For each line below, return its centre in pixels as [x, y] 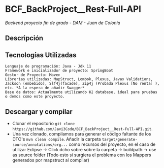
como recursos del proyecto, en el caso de [112, 144]
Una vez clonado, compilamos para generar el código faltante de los [82, 134]
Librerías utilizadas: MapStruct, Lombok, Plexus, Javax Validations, [79, 79]
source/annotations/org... [40, 145]
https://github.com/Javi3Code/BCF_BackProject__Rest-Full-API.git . [82, 129]
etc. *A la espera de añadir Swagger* [45, 88]
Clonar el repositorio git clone [43, 123]
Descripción [24, 38]
